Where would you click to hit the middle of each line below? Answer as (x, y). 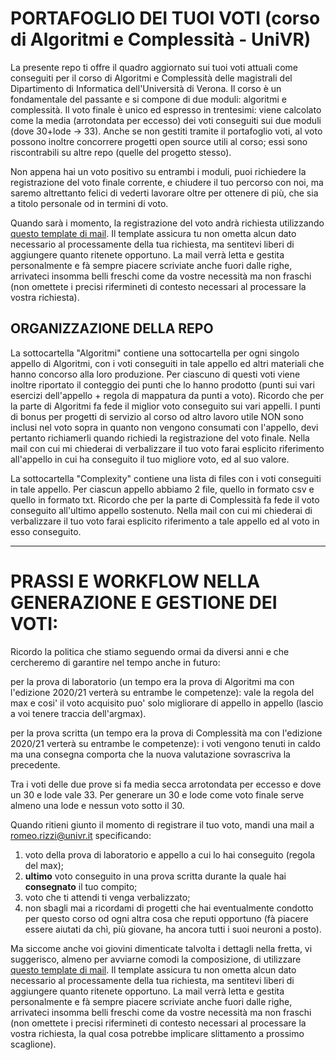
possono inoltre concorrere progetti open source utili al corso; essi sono (159, 141)
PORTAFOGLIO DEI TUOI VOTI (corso (165, 18)
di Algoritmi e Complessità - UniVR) (161, 39)
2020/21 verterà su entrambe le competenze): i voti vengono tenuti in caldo (165, 743)
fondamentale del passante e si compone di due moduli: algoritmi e (148, 99)
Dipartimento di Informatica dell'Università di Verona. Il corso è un (146, 88)
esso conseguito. (46, 531)
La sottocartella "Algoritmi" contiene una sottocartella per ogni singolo (155, 353)
